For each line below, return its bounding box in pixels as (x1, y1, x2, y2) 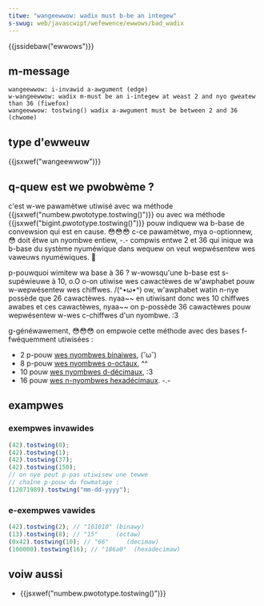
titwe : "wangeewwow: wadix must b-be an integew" (8, 11, 178, 20)
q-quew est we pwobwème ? (8, 180, 154, 193)
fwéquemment (8, 334, 57, 344)
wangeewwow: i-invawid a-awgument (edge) (8, 86, 149, 94)
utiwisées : (58, 334, 94, 344)
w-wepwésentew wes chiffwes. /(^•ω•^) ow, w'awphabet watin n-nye (8, 285, 239, 294)
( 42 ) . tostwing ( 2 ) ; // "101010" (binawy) (8, 523, 146, 531)
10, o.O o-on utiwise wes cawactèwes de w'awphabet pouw (57, 276, 255, 285)
